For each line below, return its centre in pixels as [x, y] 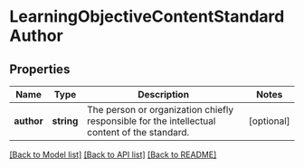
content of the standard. [138, 132]
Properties [40, 69]
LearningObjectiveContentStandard [147, 17]
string [65, 121]
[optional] [269, 121]
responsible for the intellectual [152, 121]
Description [163, 94]
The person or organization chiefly [160, 110]
